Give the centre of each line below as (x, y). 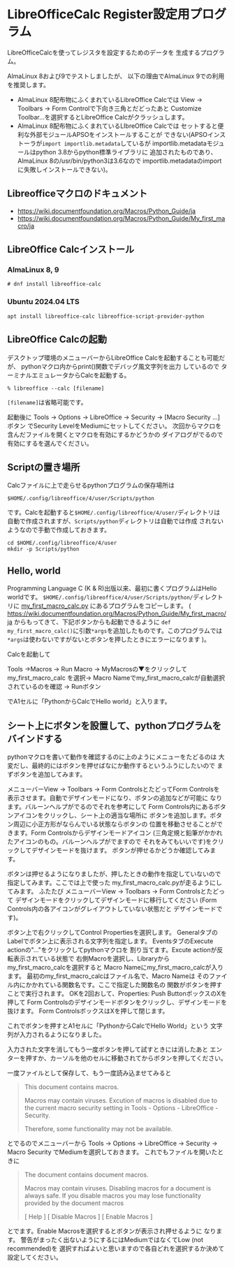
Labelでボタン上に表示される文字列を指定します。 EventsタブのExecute (110, 941)
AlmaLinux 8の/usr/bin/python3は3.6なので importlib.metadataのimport (119, 161)
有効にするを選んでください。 (50, 443)
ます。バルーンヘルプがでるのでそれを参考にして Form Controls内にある (111, 806)
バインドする (35, 739)
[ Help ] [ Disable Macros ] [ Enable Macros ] (88, 1216)
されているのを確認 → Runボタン (54, 687)
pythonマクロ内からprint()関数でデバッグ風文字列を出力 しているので (120, 366)
